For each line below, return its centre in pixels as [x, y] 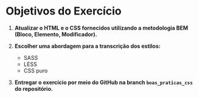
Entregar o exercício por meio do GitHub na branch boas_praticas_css [103, 82]
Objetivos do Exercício [64, 11]
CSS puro [36, 70]
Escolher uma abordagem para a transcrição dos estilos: [87, 46]
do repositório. [33, 88]
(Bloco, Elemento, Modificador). [56, 34]
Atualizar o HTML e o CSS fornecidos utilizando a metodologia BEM [101, 28]
